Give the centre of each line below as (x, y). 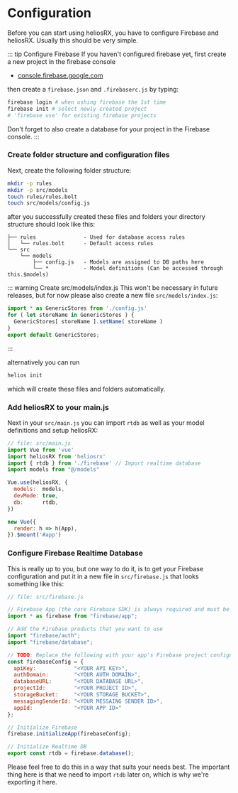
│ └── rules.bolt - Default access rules (80, 244)
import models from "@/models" (53, 470)
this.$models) (28, 275)
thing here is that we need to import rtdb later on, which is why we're (108, 775)
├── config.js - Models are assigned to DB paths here (118, 262)
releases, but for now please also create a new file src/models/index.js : (113, 296)
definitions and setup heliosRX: (53, 430)
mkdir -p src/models (38, 190)
